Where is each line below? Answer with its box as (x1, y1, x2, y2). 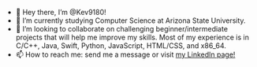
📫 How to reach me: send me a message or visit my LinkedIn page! (15, 50, 236, 59)
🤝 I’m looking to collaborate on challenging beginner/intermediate (15, 24, 229, 33)
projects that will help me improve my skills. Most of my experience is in (15, 32, 250, 42)
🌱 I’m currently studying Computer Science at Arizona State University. (15, 16, 246, 25)
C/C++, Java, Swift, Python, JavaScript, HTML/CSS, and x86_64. (15, 41, 227, 50)
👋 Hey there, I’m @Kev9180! (15, 8, 106, 17)
